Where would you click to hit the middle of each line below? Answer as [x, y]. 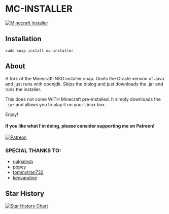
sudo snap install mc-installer [39, 51]
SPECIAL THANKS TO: [33, 150]
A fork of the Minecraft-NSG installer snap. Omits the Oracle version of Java [85, 78]
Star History [25, 194]
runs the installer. [23, 89]
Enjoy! [12, 114]
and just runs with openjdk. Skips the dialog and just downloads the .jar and [84, 84]
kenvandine [25, 178]
